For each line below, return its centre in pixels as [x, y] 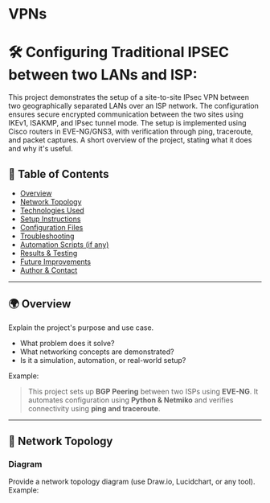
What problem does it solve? [67, 343]
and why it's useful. [41, 149]
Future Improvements [55, 262]
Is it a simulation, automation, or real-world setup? [103, 360]
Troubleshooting [47, 236]
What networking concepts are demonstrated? [97, 352]
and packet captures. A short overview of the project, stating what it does [130, 140]
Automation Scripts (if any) [64, 244]
